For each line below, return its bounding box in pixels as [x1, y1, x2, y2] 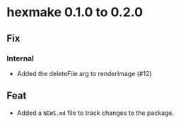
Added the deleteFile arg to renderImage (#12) [16, 69, 153, 77]
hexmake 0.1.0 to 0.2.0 [6, 4, 143, 20]
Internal [6, 54, 35, 63]
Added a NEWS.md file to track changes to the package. [16, 108, 175, 117]
